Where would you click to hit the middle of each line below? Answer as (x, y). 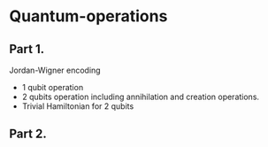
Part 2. (28, 134)
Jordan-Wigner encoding (55, 70)
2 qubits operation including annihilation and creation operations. (140, 97)
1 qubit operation (53, 87)
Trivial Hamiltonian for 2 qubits (78, 106)
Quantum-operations (88, 16)
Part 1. (27, 49)
